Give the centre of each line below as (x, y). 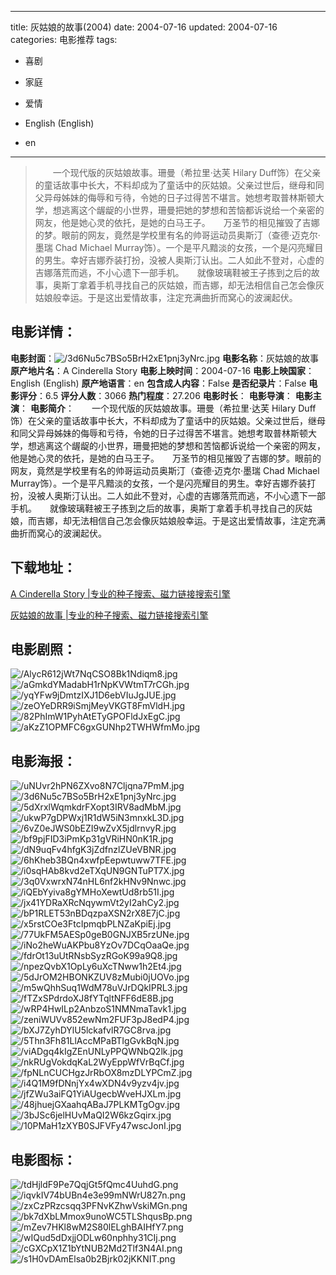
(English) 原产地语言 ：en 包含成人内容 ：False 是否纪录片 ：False (174, 383)
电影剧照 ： (43, 649)
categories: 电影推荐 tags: (64, 39)
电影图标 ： (43, 1159)
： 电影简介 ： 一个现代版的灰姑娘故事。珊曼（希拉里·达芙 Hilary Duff (168, 408)
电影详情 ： (43, 332)
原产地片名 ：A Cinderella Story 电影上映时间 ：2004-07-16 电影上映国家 (158, 370)
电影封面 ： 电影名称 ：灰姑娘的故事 (165, 358)
